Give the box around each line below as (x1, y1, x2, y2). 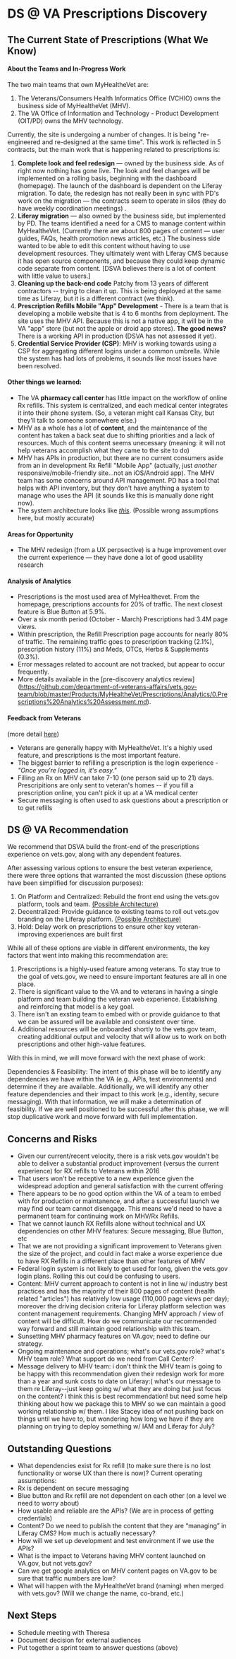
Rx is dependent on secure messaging (17, 1484, 129, 1493)
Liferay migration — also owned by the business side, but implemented (17, 211, 226, 220)
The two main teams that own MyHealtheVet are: (7, 80, 149, 88)
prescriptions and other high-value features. (17, 1040, 147, 1048)
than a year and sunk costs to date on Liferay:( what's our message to (17, 1377, 221, 1385)
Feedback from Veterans (7, 713, 82, 722)
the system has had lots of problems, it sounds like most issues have (17, 354, 217, 363)
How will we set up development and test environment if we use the (17, 1537, 215, 1545)
